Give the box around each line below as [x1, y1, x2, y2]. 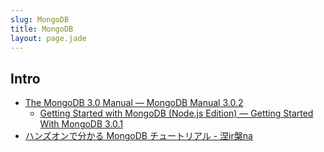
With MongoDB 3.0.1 [39, 118, 124, 130]
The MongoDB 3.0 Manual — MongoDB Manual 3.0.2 [24, 97, 244, 109]
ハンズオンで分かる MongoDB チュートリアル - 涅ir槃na [24, 130, 253, 142]
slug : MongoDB [10, 14, 70, 25]
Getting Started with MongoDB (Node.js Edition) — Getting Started [39, 107, 314, 120]
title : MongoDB [10, 24, 74, 34]
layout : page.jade [10, 33, 87, 43]
